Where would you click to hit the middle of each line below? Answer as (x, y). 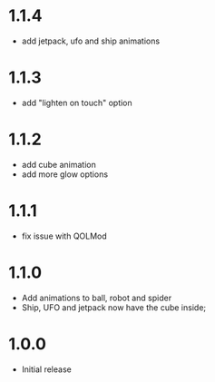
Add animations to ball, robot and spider (97, 298)
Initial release (46, 369)
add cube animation (59, 164)
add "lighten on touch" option (77, 103)
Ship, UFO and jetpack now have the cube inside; (114, 307)
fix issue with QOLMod (64, 236)
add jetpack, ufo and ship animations (91, 41)
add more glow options (65, 174)
